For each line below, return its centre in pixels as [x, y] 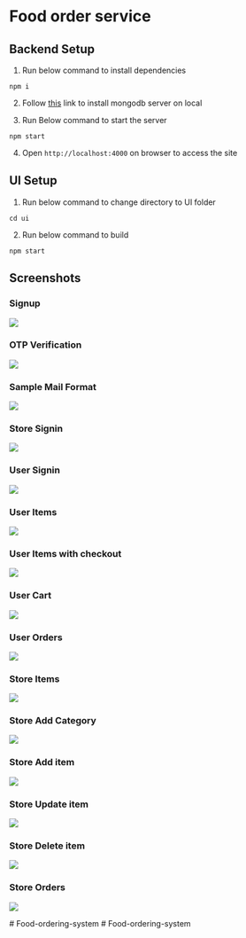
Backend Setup [52, 49]
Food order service [81, 16]
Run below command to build [75, 234]
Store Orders [38, 887]
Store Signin [36, 429]
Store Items [35, 678]
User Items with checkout [65, 553]
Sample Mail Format [53, 387]
